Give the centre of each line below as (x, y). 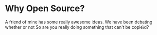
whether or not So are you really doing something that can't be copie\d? (77, 27)
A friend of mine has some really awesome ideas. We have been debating (79, 22)
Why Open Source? (45, 9)
